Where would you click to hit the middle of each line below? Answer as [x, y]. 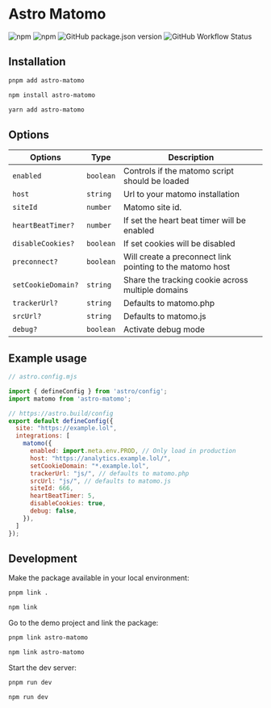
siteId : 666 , [52, 488]
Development [43, 558]
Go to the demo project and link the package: [83, 623]
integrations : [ [43, 436]
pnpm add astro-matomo [46, 80]
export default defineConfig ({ [61, 421]
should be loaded [156, 181]
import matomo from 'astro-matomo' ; [70, 399]
